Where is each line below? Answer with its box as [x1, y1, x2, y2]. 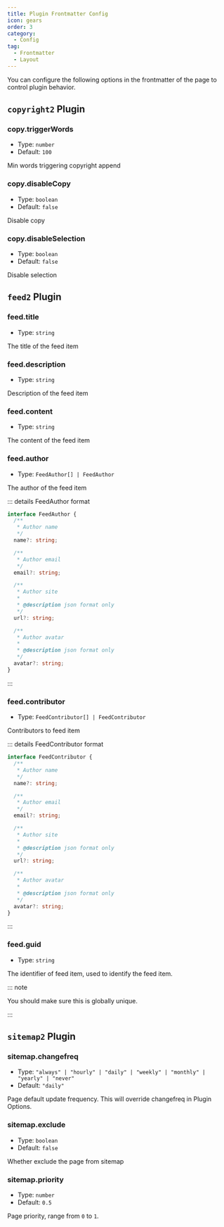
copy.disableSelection [7, 234, 86, 243]
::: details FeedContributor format [7, 740, 104, 749]
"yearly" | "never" [17, 1075, 75, 1082]
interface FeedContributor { [7, 754, 93, 761]
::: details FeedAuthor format [7, 497, 90, 505]
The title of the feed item [7, 342, 79, 350]
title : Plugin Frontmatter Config [7, 10, 109, 18]
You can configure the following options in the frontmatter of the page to [7, 75, 218, 84]
